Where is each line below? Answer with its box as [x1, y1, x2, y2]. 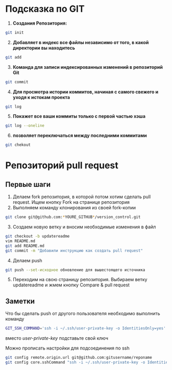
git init [5, 30, 24, 35]
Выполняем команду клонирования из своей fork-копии [12, 205, 136, 211]
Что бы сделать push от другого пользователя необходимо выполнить [5, 310, 160, 317]
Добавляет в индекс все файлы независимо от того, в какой [12, 39, 149, 45]
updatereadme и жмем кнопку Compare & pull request [12, 282, 130, 288]
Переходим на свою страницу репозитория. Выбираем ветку [12, 277, 147, 283]
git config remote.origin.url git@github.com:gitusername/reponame [5, 355, 153, 360]
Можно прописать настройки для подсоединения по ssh [5, 345, 130, 352]
